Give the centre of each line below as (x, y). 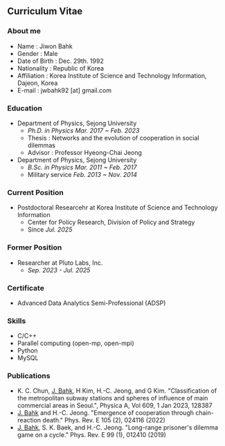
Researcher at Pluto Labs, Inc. (60, 263)
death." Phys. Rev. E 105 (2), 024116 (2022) (104, 420)
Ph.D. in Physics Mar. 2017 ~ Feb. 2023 (83, 130)
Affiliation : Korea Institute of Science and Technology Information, (112, 75)
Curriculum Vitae (45, 11)
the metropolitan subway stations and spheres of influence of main (112, 398)
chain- (205, 413)
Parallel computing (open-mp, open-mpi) (76, 343)
